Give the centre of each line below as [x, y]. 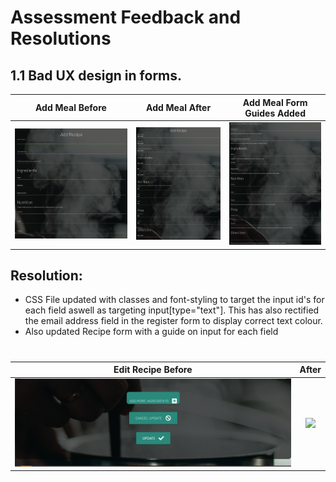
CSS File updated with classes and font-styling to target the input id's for [174, 300]
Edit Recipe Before [153, 370]
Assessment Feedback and [126, 17]
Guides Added [275, 113]
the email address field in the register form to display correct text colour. [173, 321]
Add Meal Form [275, 102]
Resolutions [61, 38]
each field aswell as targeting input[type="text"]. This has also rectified [172, 310]
